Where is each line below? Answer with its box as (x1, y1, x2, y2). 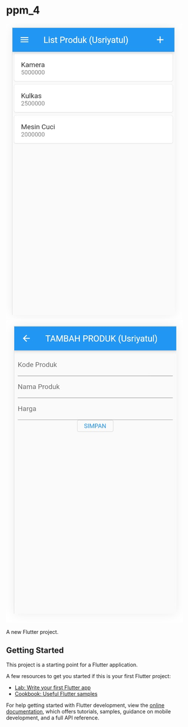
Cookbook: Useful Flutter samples (14, 690, 98, 697)
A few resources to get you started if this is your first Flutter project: (6, 672, 171, 679)
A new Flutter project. (6, 628, 59, 635)
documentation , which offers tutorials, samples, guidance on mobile (6, 708, 171, 715)
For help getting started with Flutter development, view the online (6, 702, 165, 709)
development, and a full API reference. (6, 714, 100, 721)
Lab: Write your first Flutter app (14, 684, 91, 691)
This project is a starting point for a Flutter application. (6, 661, 138, 668)
